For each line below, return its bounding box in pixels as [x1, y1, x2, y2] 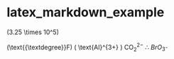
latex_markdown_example [6, 4, 165, 21]
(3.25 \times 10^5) [6, 28, 60, 36]
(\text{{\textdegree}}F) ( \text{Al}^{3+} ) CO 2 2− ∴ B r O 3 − [6, 41, 168, 53]
